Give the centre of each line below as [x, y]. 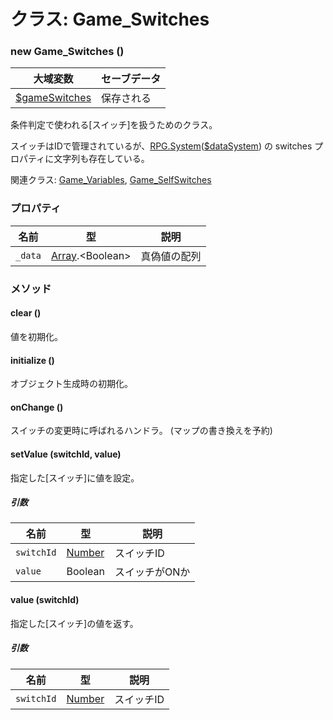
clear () [26, 313]
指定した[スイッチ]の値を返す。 [74, 623]
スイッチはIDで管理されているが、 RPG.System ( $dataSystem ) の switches [161, 146]
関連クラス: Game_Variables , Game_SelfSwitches [111, 180]
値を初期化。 [36, 336]
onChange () [37, 407]
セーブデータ [131, 79]
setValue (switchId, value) [66, 454]
